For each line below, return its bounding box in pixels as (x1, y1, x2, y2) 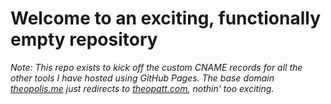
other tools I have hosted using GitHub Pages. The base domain (10, 72, 275, 84)
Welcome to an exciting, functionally (10, 7, 321, 30)
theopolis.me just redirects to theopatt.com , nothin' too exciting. (10, 82, 275, 94)
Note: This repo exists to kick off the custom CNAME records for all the (10, 61, 303, 73)
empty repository (10, 28, 158, 51)
